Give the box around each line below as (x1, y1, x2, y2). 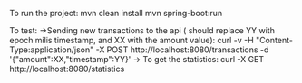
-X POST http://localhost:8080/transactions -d (95, 44, 269, 55)
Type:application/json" (9, 44, 94, 55)
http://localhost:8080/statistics (9, 63, 125, 74)
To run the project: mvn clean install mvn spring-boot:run (9, 8, 223, 18)
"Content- (255, 35, 293, 45)
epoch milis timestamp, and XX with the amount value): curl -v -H (9, 35, 254, 45)
